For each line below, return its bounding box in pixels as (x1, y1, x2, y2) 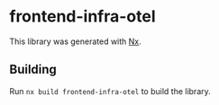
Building (9, 62, 57, 77)
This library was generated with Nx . (9, 36, 141, 47)
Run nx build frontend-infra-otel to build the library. (9, 85, 212, 96)
